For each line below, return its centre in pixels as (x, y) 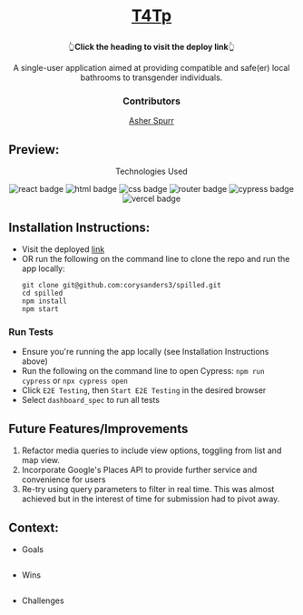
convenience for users (64, 479)
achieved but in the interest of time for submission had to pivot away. (151, 499)
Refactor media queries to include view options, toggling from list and (151, 450)
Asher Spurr (151, 121)
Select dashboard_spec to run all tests (91, 400)
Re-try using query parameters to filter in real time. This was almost (148, 489)
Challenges (43, 600)
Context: (34, 527)
